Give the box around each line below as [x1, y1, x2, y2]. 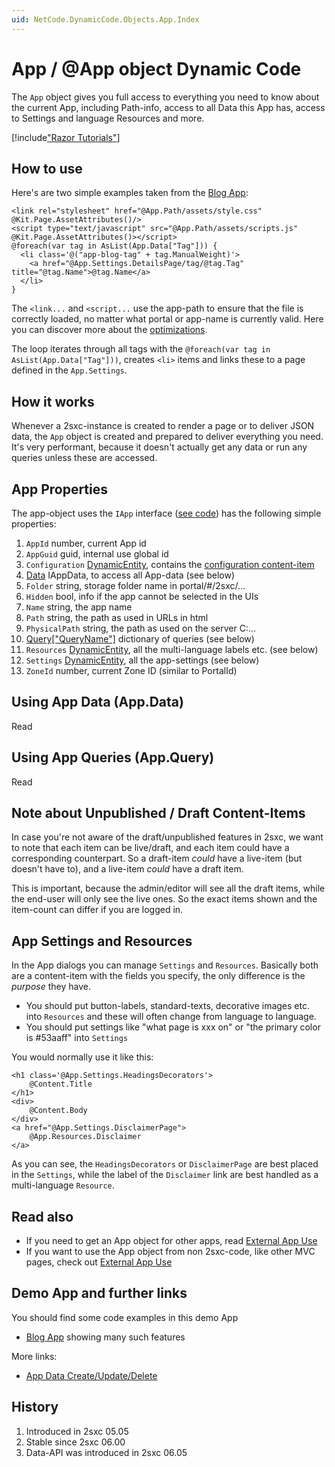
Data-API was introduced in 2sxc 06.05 [25, 1446, 188, 1458]
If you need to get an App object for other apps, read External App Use [25, 1235, 318, 1247]
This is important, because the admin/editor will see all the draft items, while [11, 882, 326, 895]
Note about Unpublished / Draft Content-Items [11, 805, 306, 822]
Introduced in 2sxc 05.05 [25, 1425, 129, 1437]
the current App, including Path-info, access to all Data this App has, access [11, 101, 326, 113]
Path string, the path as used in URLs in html [25, 612, 209, 623]
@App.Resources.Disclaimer [29, 1132, 142, 1142]
